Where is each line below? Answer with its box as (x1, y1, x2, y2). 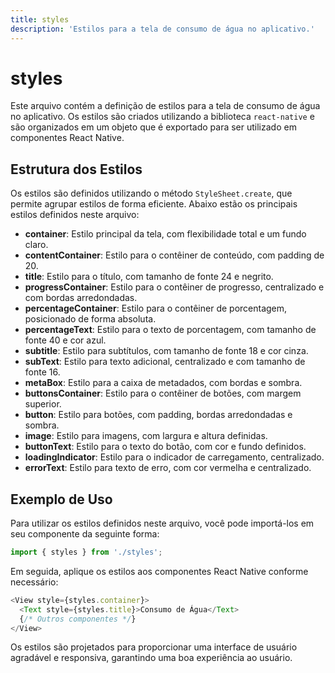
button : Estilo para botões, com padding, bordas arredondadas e (24, 409, 293, 421)
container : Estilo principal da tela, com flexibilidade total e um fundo (24, 228, 307, 240)
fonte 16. (24, 366, 61, 378)
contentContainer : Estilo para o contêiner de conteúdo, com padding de (24, 249, 325, 261)
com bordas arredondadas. (24, 292, 138, 304)
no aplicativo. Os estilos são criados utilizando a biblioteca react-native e (10, 111, 315, 123)
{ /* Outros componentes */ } (19, 614, 137, 624)
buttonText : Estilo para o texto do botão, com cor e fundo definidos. (24, 441, 307, 453)
